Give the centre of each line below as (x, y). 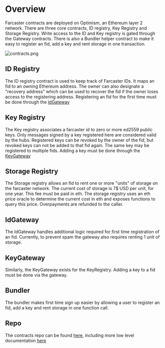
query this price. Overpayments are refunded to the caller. (64, 204)
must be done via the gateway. (36, 275)
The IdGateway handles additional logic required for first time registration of (82, 232)
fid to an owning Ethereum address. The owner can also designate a (75, 86)
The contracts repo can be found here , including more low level (70, 335)
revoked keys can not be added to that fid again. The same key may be (77, 145)
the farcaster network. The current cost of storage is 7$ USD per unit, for (80, 189)
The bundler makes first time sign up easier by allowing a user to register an (82, 302)
